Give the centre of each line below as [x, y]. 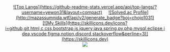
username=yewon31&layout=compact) [62, 12]
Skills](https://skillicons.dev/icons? [91, 23]
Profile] [141, 12]
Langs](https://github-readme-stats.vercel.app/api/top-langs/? [91, 7]
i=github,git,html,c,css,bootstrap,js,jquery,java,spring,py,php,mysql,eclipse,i [85, 28]
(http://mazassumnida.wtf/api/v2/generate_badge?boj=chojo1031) [85, 18]
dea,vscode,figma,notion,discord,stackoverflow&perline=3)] [85, 34]
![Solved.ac [120, 12]
